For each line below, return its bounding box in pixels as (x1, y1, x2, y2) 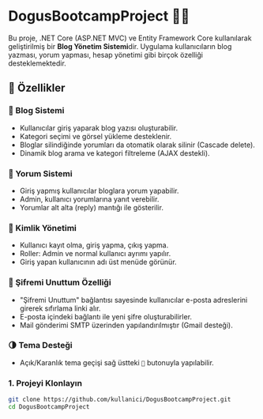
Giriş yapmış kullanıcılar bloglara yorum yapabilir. (19, 186, 179, 195)
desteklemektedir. (8, 59, 67, 68)
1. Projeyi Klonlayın (8, 377, 83, 388)
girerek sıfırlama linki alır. (19, 304, 101, 313)
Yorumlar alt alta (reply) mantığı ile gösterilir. (19, 202, 164, 212)
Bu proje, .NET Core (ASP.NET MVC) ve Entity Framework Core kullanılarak (8, 33, 252, 43)
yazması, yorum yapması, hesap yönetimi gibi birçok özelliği (8, 50, 204, 59)
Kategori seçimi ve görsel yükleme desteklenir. (19, 131, 172, 141)
